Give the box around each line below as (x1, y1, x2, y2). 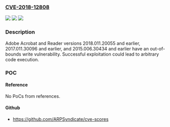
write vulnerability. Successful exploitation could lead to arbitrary (22, 51, 159, 57)
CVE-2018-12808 (5, 4, 50, 11)
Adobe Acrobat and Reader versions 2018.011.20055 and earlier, (5, 40, 140, 46)
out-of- (150, 45, 165, 52)
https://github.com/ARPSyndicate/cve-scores (12, 116, 109, 122)
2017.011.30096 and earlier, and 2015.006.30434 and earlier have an (5, 45, 149, 52)
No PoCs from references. (5, 93, 60, 99)
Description (5, 29, 35, 36)
